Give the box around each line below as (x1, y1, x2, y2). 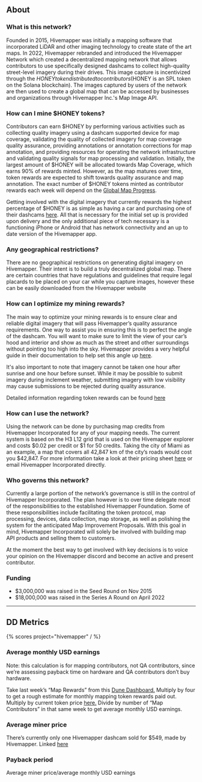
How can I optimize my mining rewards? (6, 300, 125, 308)
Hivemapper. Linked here (6, 740, 69, 748)
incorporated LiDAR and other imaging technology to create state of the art (6, 43, 192, 50)
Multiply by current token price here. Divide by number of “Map (6, 699, 164, 706)
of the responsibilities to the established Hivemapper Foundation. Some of (6, 502, 190, 510)
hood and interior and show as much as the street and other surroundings (6, 339, 189, 346)
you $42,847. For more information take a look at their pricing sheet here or (6, 454, 193, 462)
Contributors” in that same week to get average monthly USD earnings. (6, 705, 182, 712)
